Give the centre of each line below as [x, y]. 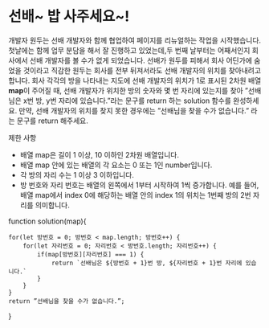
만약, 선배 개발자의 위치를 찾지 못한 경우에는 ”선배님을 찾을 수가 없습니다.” [134, 110]
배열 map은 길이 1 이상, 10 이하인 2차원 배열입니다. [99, 154]
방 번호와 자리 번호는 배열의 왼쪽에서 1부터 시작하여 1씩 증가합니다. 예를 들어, [139, 185]
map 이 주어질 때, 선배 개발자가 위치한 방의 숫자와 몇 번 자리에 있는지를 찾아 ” [128, 90]
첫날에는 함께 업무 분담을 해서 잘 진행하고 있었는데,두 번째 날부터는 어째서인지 [129, 50]
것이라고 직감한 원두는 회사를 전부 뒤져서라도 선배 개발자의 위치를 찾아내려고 [142, 70]
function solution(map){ [47, 221]
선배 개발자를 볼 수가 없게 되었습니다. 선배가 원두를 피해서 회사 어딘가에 [141, 60]
